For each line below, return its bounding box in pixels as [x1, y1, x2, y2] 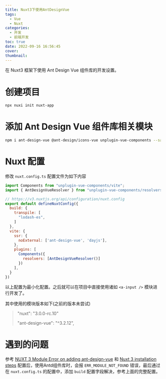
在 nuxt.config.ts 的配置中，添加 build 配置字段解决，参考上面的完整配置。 [5, 369, 161, 375]
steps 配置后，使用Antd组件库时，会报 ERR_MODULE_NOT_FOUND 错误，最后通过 [5, 362, 161, 368]
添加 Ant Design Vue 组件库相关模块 [5, 121, 153, 132]
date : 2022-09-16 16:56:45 [5, 44, 61, 49]
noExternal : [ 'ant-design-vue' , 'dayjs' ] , [18, 238, 107, 243]
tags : [5, 12, 16, 17]
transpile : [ [14, 210, 41, 215]
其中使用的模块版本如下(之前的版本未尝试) [5, 301, 91, 306]
